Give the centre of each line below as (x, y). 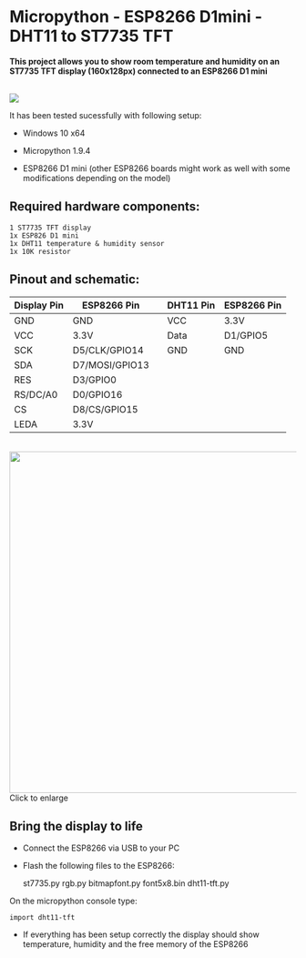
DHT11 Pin (191, 305)
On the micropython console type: (74, 901)
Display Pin (39, 305)
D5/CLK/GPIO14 (108, 350)
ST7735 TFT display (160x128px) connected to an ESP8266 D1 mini (138, 71)
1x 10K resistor (40, 251)
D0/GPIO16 (97, 394)
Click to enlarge (39, 798)
